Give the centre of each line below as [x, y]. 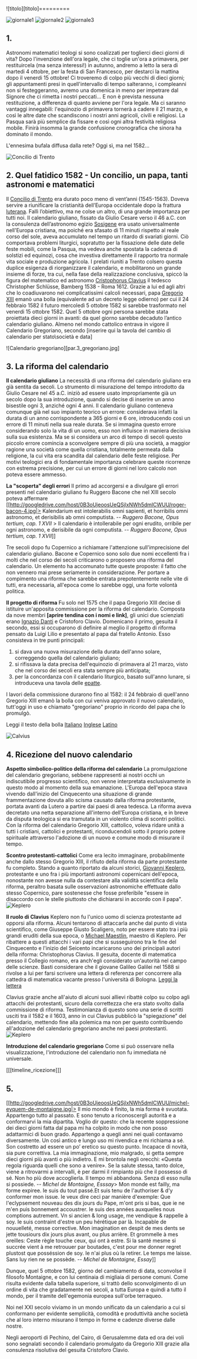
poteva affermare [27, 499]
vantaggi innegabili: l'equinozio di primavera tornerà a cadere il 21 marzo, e [97, 109]
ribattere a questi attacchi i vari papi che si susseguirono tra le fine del [91, 942]
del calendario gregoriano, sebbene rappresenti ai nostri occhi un [86, 775]
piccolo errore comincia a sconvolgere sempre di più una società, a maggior [98, 443]
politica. [16, 591]
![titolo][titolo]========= [38, 9]
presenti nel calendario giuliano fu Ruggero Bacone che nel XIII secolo [91, 492]
